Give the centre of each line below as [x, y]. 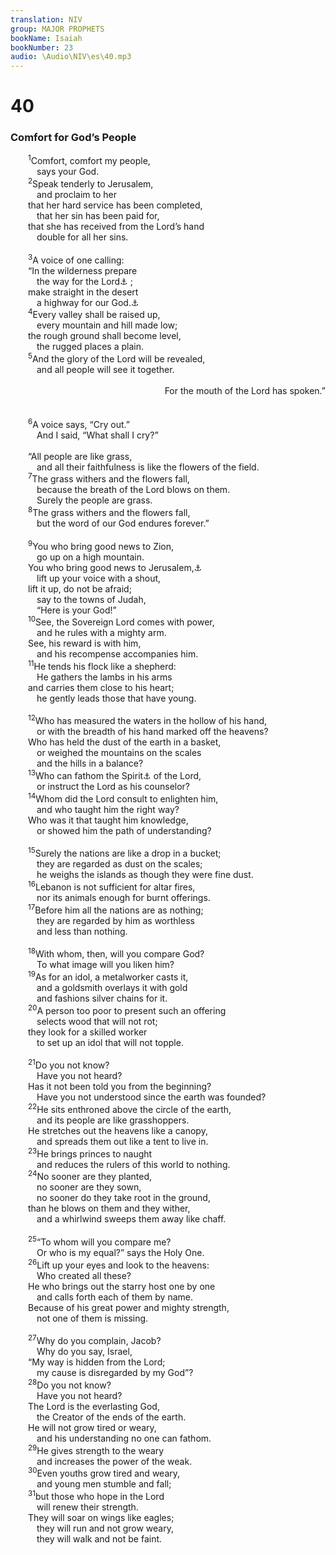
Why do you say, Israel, [84, 1352]
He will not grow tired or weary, [92, 1427]
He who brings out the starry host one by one [122, 1286]
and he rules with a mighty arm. [101, 633]
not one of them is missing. [92, 1318]
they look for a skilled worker [88, 1032]
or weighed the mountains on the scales [119, 753]
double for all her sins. [82, 237]
